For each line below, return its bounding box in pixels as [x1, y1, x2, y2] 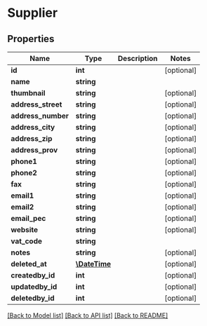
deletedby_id [11, 293, 55, 303]
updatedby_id [11, 282, 58, 292]
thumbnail [11, 88, 46, 97]
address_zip [11, 134, 53, 143]
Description [118, 54, 158, 63]
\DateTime [75, 259, 112, 269]
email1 [11, 191, 34, 201]
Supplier [7, 5, 58, 21]
